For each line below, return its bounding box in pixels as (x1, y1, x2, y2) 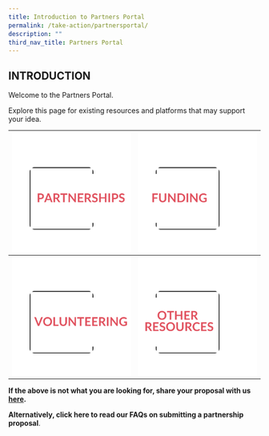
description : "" (8, 30, 62, 38)
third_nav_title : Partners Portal (8, 38, 124, 46)
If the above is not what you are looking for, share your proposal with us (8, 386, 251, 396)
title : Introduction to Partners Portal (8, 13, 146, 21)
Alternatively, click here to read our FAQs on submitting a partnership (8, 410, 244, 420)
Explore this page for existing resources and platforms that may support (8, 106, 246, 115)
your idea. (8, 115, 42, 124)
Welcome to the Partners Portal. (8, 91, 114, 100)
